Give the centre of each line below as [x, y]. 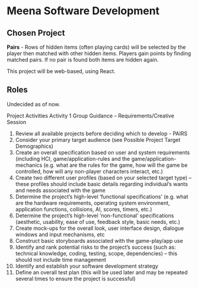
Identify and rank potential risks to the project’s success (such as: [95, 247]
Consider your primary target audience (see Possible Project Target [98, 140]
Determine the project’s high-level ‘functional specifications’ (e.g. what [102, 197]
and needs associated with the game [60, 190]
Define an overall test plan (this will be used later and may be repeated [101, 272]
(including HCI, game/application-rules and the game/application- [96, 159]
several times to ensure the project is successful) [75, 278]
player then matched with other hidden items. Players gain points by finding [99, 53]
